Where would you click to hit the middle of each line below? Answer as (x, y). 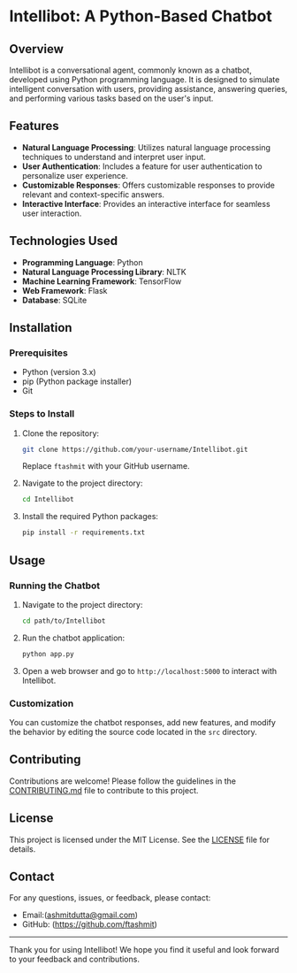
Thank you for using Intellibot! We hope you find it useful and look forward (145, 950)
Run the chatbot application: (73, 638)
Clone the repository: (61, 433)
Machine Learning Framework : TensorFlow (102, 281)
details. (23, 849)
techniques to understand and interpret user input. (114, 157)
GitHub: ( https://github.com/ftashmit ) (89, 924)
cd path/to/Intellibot (64, 621)
